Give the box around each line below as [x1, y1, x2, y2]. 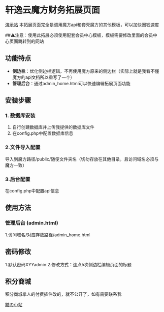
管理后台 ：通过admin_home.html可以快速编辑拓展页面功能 [12, 80, 131, 86]
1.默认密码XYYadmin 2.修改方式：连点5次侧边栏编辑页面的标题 [5, 261, 132, 267]
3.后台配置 [5, 176, 31, 183]
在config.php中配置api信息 [5, 188, 60, 194]
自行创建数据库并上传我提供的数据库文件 [12, 124, 95, 130]
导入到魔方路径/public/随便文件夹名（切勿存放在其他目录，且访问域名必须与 [5, 156, 159, 162]
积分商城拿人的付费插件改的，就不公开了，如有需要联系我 [5, 291, 122, 297]
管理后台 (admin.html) [5, 219, 59, 226]
